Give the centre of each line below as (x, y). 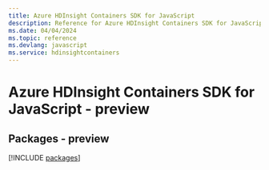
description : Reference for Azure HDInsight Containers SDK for (118, 23)
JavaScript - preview (79, 109)
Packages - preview (59, 138)
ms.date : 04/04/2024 (43, 30)
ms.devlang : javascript (48, 45)
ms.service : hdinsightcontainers (64, 53)
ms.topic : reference (43, 38)
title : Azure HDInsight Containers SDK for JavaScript (102, 16)
